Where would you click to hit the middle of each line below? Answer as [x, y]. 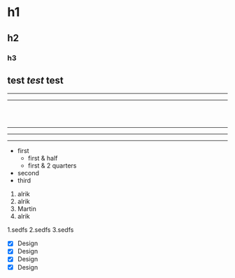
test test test [36, 80]
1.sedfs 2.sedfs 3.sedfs [41, 230]
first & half [43, 159]
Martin [27, 209]
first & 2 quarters [52, 166]
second [28, 173]
